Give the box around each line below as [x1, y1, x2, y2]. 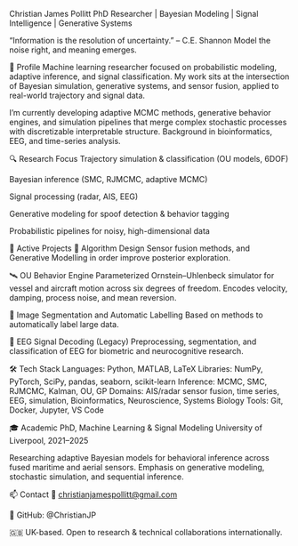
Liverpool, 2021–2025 [9, 436, 89, 446]
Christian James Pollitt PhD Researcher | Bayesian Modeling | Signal [9, 9, 259, 19]
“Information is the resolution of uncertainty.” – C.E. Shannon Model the [9, 36, 271, 45]
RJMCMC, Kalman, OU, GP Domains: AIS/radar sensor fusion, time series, [9, 386, 280, 396]
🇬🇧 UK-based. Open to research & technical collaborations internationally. [9, 527, 283, 537]
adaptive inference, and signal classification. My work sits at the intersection [9, 71, 290, 82]
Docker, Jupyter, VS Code [9, 405, 104, 415]
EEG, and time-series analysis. [9, 136, 122, 146]
